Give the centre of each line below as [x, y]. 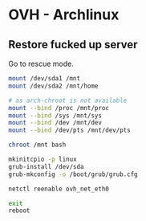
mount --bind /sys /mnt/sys [55, 115]
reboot [19, 211]
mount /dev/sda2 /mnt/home [53, 86]
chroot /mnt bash [37, 145]
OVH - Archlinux [64, 15]
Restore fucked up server [73, 45]
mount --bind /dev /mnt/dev [55, 123]
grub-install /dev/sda [46, 166]
